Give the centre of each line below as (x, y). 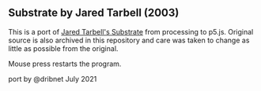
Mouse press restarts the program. (65, 64)
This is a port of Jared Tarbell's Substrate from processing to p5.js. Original (131, 31)
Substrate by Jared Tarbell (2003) (94, 13)
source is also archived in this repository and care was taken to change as (129, 40)
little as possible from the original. (63, 48)
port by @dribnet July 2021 (53, 78)
